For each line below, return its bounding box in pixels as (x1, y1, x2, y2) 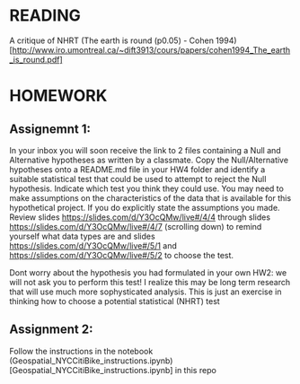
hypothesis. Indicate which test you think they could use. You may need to (9, 183, 285, 194)
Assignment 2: (9, 322, 93, 337)
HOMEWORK (9, 86, 108, 106)
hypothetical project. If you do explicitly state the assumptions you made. (9, 202, 280, 213)
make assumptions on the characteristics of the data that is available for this (9, 192, 292, 203)
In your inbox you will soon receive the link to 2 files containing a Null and (9, 144, 281, 155)
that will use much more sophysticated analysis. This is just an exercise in (9, 286, 282, 297)
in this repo (174, 364, 217, 375)
